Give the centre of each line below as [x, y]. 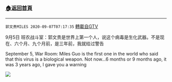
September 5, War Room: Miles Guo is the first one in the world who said [82, 54]
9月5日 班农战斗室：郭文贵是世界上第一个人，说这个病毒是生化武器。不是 [83, 37]
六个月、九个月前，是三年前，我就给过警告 [59, 44]
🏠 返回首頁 [19, 8]
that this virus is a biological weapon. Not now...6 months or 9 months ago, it [86, 59]
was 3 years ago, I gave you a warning [46, 65]
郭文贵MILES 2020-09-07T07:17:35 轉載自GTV [52, 26]
